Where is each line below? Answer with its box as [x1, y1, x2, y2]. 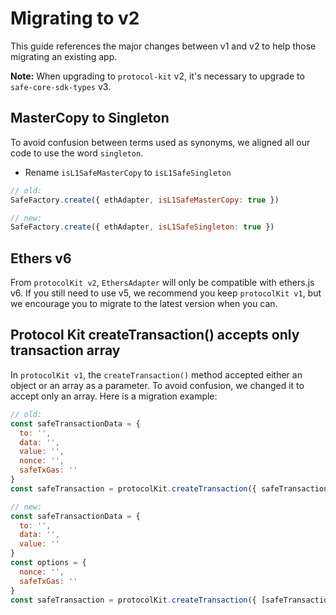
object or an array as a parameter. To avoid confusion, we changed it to [10, 379, 305, 391]
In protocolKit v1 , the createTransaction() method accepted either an [10, 368, 303, 381]
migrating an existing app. [10, 50, 118, 62]
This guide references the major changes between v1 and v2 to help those [10, 40, 317, 52]
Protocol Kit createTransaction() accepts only [10, 327, 300, 344]
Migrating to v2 [10, 7, 140, 30]
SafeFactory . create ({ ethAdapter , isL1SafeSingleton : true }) [10, 222, 275, 232]
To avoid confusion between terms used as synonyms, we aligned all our [10, 136, 311, 148]
